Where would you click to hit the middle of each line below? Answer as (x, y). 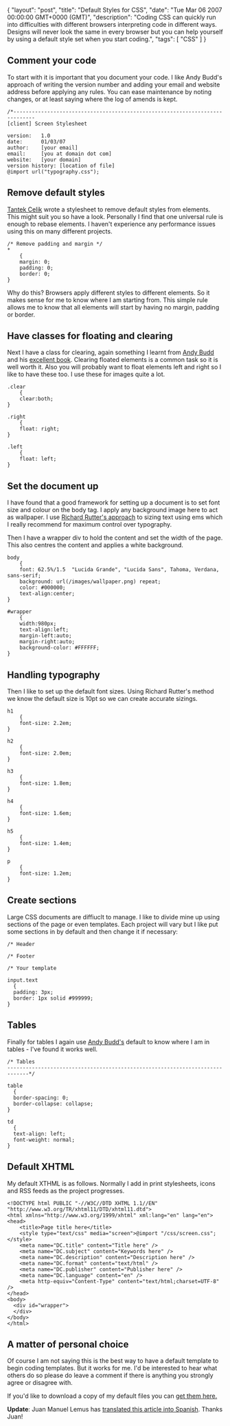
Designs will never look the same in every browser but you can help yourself (115, 32)
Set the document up (53, 486)
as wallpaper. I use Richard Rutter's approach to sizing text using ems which (115, 517)
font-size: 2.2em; (46, 724)
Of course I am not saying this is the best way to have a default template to (113, 1361)
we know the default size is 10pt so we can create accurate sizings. (102, 699)
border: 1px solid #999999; (54, 998)
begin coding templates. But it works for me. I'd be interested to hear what (112, 1368)
